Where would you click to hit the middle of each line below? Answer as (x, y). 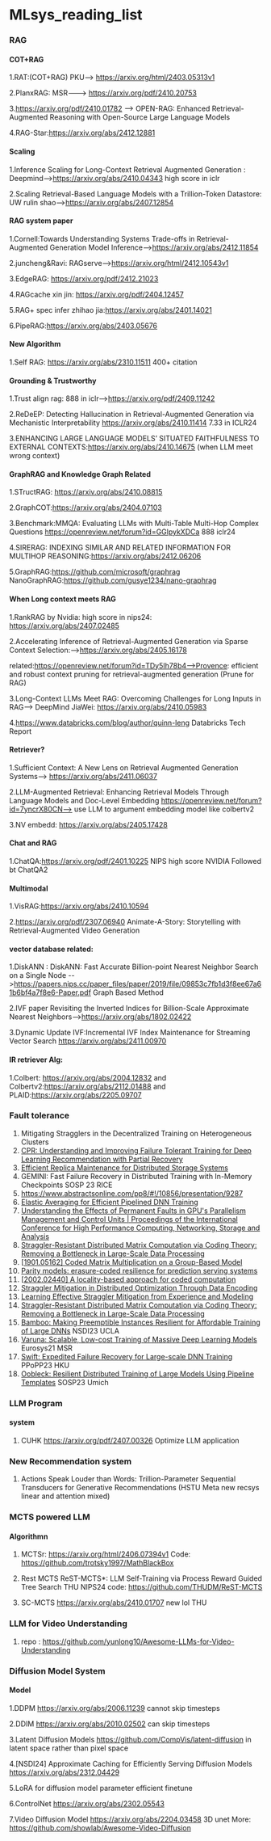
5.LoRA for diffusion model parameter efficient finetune (101, 1788)
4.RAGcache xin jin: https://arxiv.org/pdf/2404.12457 (96, 294)
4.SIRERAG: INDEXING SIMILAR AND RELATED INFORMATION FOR (120, 548)
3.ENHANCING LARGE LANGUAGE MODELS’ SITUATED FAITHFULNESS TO (134, 439)
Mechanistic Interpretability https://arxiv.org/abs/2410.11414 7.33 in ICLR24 (133, 423)
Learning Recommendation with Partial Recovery (102, 1159)
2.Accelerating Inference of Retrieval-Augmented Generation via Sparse (129, 641)
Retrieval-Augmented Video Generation (75, 930)
